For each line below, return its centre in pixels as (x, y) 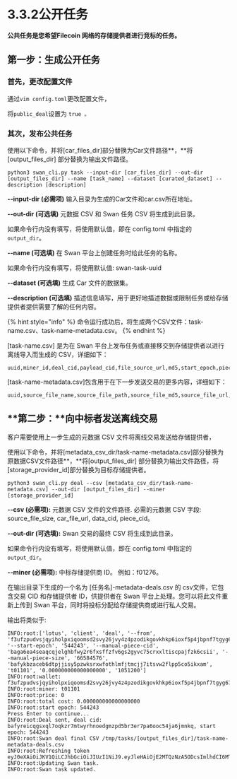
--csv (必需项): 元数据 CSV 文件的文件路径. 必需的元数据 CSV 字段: (104, 509)
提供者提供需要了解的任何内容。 (54, 306)
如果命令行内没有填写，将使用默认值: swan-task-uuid (85, 268)
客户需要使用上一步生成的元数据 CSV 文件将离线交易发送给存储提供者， (111, 437)
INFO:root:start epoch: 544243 (53, 708)
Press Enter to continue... (49, 714)
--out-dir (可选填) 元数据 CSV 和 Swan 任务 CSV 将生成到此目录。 (103, 213)
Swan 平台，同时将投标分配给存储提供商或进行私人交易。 (117, 604)
